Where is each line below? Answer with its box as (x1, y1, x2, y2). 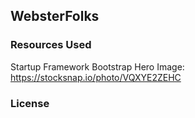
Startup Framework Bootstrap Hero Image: (10, 60, 185, 73)
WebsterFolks (10, 8, 100, 25)
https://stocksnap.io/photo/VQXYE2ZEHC (10, 71, 182, 83)
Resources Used (10, 38, 92, 52)
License (10, 96, 50, 110)
